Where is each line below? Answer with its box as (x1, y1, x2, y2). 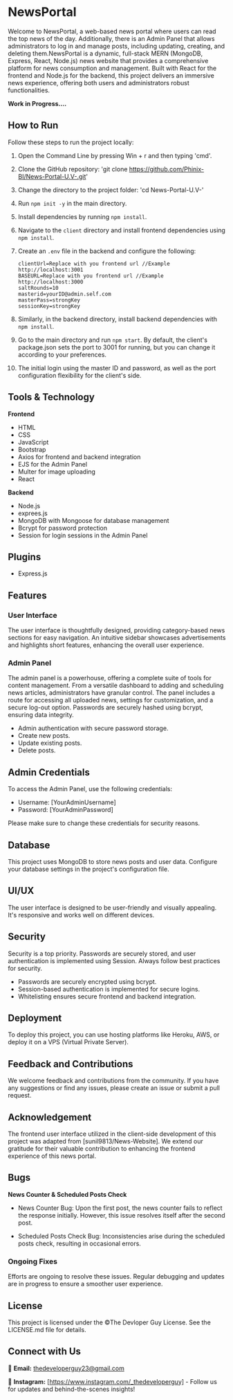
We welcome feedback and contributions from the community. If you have (8, 1076, 219, 1085)
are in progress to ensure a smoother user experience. (8, 1280, 163, 1288)
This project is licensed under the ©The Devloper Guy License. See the (8, 1318, 212, 1326)
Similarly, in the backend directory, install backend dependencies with (17, 315, 217, 323)
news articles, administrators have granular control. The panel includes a (8, 689, 215, 697)
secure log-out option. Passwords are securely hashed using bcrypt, (8, 703, 203, 711)
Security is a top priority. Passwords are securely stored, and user (8, 949, 196, 958)
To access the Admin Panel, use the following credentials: (8, 785, 172, 793)
